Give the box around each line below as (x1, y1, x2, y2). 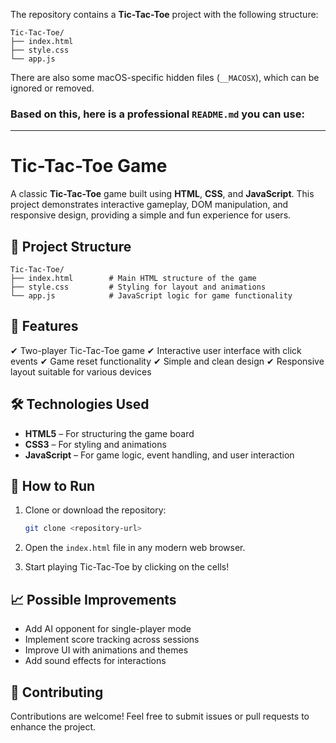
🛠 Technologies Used (10, 396, 150, 413)
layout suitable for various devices (10, 365, 152, 378)
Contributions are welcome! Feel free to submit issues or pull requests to (10, 710, 310, 722)
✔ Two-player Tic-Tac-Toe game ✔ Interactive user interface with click (10, 344, 302, 356)
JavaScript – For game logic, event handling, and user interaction (24, 449, 295, 461)
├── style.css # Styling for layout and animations (10, 282, 267, 293)
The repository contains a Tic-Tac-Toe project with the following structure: (10, 9, 319, 20)
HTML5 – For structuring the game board (24, 427, 195, 439)
